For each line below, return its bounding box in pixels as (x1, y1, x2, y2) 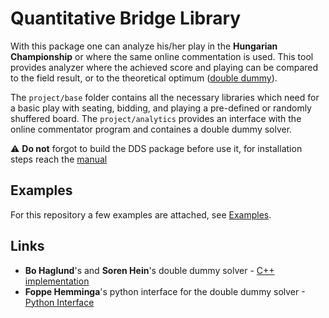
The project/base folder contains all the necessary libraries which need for (10, 91, 320, 103)
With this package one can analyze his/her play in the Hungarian (10, 40, 278, 52)
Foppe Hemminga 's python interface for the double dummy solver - (24, 285, 306, 297)
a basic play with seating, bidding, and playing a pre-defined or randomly (10, 102, 312, 114)
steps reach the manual (10, 153, 108, 165)
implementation (24, 275, 90, 287)
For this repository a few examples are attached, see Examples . (10, 208, 272, 221)
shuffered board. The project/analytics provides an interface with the (10, 112, 302, 124)
